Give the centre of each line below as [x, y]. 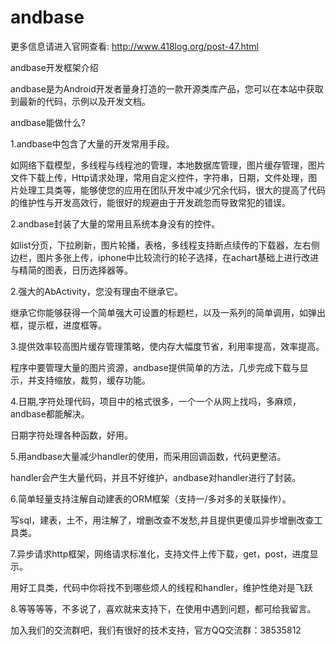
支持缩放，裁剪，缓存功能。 [93, 380]
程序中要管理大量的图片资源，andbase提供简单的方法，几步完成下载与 [155, 367]
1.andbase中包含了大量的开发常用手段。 [92, 143]
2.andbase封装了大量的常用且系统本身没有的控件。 [115, 223]
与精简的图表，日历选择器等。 [71, 270]
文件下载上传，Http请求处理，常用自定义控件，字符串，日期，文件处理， [159, 177]
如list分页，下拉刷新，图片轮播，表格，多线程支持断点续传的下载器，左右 [161, 245]
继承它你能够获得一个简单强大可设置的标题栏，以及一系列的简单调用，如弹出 [168, 312]
